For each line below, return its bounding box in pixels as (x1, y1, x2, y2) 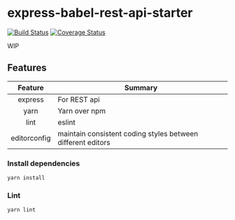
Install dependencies (7, 158, 80, 168)
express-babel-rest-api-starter (7, 5, 193, 21)
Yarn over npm (57, 106, 106, 116)
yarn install (7, 174, 45, 181)
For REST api (57, 95, 100, 104)
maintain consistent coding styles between (57, 128, 199, 138)
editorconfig (10, 133, 51, 143)
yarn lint (7, 207, 36, 214)
